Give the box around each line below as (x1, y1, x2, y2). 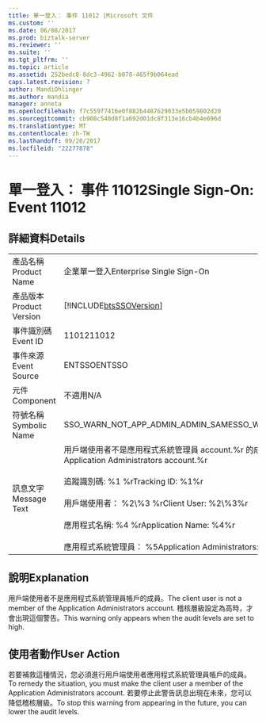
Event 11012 (8, 198, 87, 216)
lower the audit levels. (8, 707, 80, 716)
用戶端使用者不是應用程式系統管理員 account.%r (63, 445, 244, 456)
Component (12, 396, 57, 407)
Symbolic (12, 420, 47, 431)
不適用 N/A (63, 390, 102, 401)
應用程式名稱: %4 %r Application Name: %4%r (63, 520, 236, 531)
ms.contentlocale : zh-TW (8, 129, 90, 137)
